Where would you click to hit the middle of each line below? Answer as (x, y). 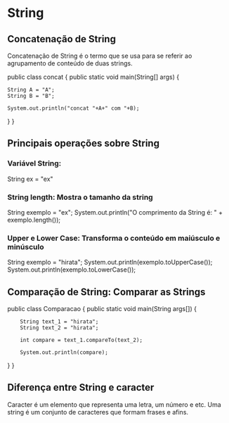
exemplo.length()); (34, 220)
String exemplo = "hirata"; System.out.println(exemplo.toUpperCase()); (110, 263)
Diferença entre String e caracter (81, 387)
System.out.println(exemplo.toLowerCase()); (71, 270)
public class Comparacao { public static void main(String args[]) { (102, 309)
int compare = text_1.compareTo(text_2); (81, 340)
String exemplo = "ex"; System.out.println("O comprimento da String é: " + (115, 212)
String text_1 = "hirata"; (59, 322)
